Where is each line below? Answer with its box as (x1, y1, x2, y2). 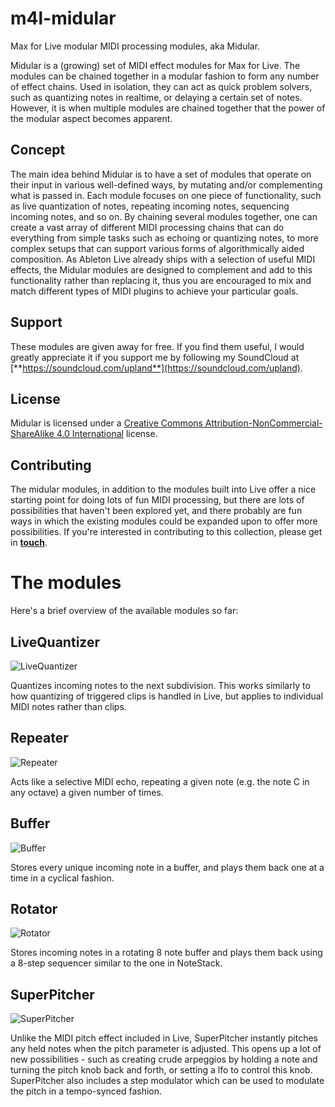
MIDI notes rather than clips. (10, 700, 127, 712)
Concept (10, 142, 66, 159)
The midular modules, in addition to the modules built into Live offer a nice (10, 483, 317, 496)
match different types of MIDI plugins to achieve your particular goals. (10, 285, 299, 297)
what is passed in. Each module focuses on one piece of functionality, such (10, 189, 322, 201)
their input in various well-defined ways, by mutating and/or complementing (10, 178, 323, 191)
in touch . (10, 537, 48, 549)
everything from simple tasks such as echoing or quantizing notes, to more (10, 232, 319, 244)
